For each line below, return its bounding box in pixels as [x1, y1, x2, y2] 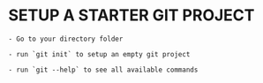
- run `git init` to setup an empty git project [8, 49, 191, 58]
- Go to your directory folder [8, 34, 124, 43]
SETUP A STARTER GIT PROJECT [8, 5, 255, 26]
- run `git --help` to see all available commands [8, 65, 199, 74]
